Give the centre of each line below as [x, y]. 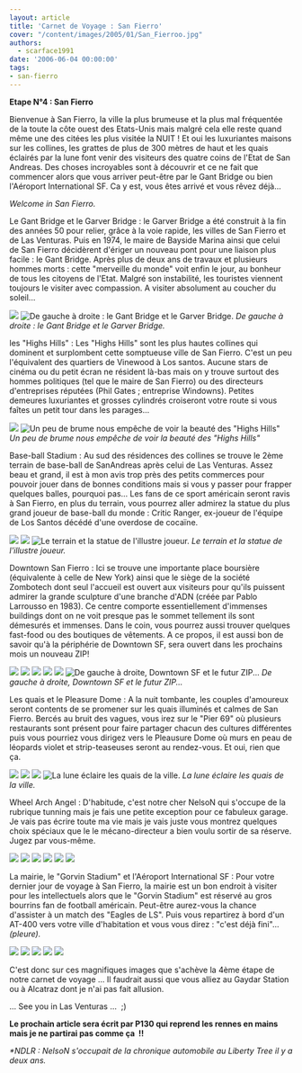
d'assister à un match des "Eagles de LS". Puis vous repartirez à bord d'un [147, 915]
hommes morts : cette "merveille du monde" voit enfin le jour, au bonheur [145, 268]
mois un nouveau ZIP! [49, 654]
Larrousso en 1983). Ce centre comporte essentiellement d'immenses [138, 606]
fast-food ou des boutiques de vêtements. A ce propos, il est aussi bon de [147, 634]
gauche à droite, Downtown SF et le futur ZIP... [96, 682]
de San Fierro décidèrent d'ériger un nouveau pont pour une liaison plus [143, 249]
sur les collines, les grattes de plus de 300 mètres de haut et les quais [139, 148]
